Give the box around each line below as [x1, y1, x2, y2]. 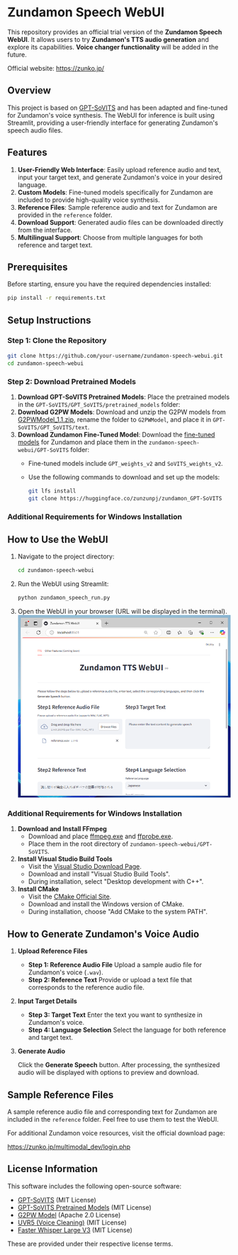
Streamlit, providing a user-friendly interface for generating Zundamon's [7, 118, 218, 127]
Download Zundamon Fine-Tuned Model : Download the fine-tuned [17, 430, 215, 439]
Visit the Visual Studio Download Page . [28, 862, 142, 871]
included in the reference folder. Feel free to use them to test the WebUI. [7, 1115, 220, 1123]
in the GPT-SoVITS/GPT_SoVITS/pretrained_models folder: [17, 400, 181, 408]
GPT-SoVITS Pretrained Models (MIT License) [17, 1203, 152, 1212]
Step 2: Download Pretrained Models [7, 376, 137, 386]
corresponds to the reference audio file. [28, 983, 145, 992]
